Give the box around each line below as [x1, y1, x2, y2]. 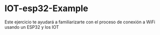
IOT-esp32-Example [4, 3, 89, 14]
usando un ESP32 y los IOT [4, 24, 59, 30]
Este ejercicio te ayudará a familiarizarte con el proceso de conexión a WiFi [4, 19, 155, 25]
